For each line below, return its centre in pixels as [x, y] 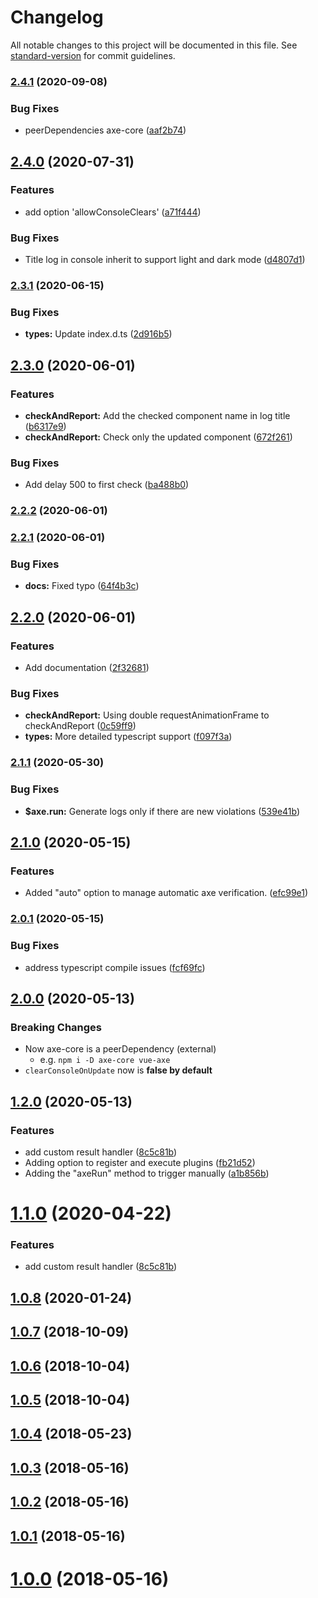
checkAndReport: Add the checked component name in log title [157, 416]
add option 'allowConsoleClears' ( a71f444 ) [113, 212]
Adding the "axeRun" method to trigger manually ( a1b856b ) [147, 1173]
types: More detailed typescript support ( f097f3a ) [128, 737]
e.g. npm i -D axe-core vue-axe [105, 1060]
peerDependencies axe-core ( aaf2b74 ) [105, 130]
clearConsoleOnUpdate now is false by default [118, 1070]
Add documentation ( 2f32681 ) [87, 668]
